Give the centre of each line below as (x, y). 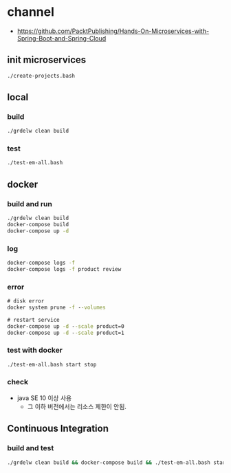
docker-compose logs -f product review (64, 269)
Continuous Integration (58, 429)
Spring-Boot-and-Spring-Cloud (62, 38)
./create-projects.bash (41, 76)
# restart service (33, 320)
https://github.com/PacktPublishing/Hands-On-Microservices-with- (113, 31)
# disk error (26, 301)
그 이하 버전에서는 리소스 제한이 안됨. (77, 406)
